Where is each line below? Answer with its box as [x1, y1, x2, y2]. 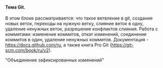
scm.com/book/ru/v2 [5, 47, 49, 53]
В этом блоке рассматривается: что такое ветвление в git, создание [5, 15, 153, 21]
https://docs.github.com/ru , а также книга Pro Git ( [5, 42, 112, 48]
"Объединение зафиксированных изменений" [5, 57, 104, 63]
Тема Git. [5, 4, 26, 10]
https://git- [111, 42, 134, 48]
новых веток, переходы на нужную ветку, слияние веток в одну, [5, 21, 144, 27]
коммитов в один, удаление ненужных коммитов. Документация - [5, 37, 149, 43]
